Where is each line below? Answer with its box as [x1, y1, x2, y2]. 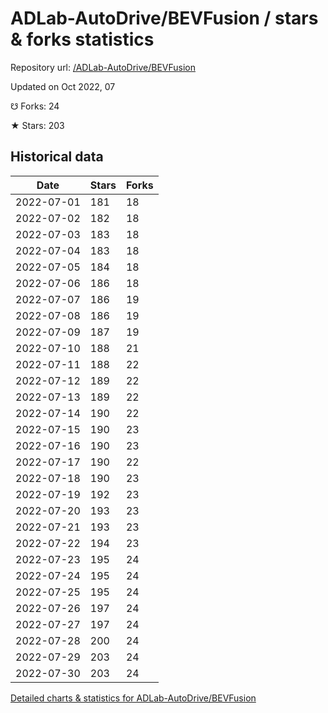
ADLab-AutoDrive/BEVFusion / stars [10, 7, 319, 30]
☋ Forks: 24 [10, 100, 60, 112]
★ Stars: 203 [10, 119, 65, 131]
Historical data [10, 148, 104, 166]
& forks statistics [10, 28, 155, 51]
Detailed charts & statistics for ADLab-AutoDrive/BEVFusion [10, 692, 257, 704]
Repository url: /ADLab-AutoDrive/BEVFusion [10, 61, 196, 73]
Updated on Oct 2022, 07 [10, 80, 116, 92]
